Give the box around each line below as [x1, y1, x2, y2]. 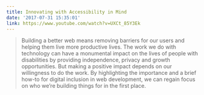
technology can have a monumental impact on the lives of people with [21, 50, 199, 57]
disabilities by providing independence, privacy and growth [21, 56, 170, 64]
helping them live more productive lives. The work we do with [21, 43, 177, 51]
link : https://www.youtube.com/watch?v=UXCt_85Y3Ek [6, 20, 140, 26]
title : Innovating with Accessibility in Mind [6, 9, 127, 15]
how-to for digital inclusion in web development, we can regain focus [21, 76, 195, 83]
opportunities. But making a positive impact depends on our [21, 63, 172, 70]
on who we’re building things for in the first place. [21, 82, 147, 90]
